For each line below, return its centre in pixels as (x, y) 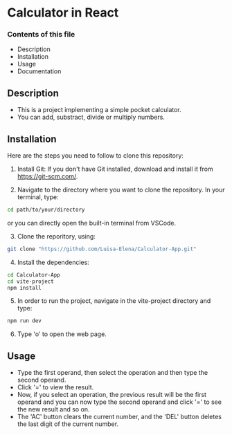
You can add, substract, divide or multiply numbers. (91, 117)
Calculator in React (63, 13)
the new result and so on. (53, 409)
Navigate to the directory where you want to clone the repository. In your (121, 190)
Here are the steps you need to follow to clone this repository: (95, 156)
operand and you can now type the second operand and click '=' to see (119, 402)
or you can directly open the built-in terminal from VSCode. (92, 223)
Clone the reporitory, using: (56, 236)
